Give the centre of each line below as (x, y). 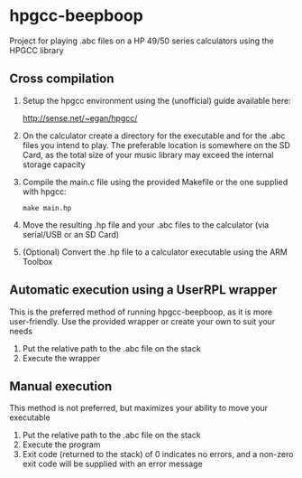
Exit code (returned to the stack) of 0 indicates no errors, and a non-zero (158, 455)
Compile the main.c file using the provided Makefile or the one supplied (155, 182)
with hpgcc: (44, 192)
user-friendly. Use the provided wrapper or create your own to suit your (142, 321)
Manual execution (61, 386)
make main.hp (47, 208)
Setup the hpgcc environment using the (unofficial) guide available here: (156, 100)
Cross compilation (62, 79)
